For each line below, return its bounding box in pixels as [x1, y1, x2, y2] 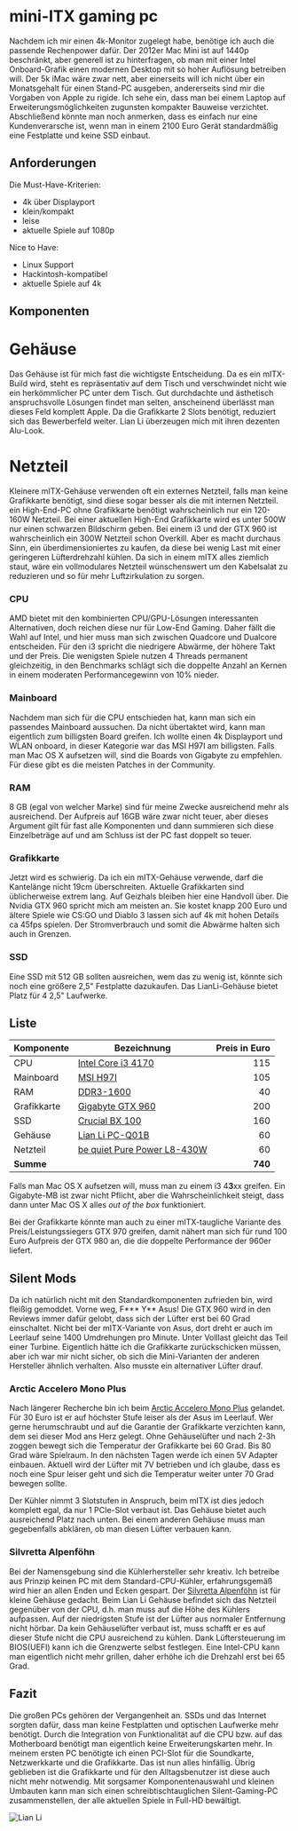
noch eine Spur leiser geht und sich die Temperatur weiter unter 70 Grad [9, 1469, 275, 1479]
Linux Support [21, 259, 74, 270]
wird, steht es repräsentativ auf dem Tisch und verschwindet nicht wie [29, 378, 287, 389]
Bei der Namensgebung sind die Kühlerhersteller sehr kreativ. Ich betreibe [9, 1565, 280, 1577]
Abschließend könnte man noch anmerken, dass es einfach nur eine [9, 111, 258, 122]
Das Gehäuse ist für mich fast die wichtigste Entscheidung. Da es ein [9, 369, 262, 379]
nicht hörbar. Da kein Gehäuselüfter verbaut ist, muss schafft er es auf [9, 1622, 266, 1633]
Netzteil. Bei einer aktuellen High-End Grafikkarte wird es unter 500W [31, 514, 286, 525]
